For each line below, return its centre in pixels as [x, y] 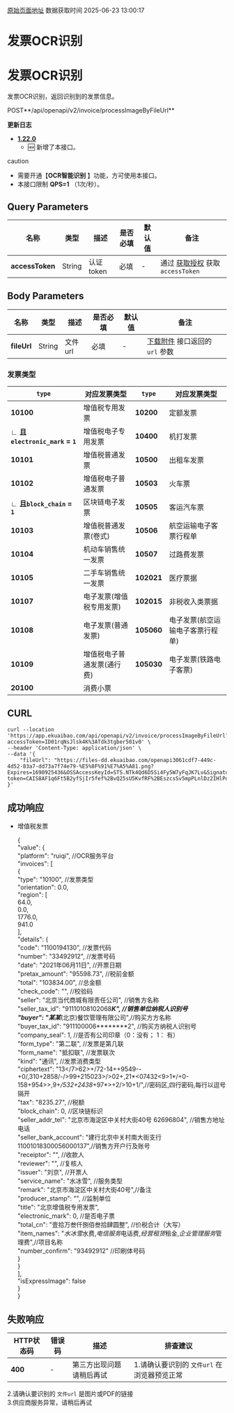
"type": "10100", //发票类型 [55, 879]
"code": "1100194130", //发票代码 [64, 947]
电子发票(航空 [191, 620]
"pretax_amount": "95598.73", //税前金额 [76, 973]
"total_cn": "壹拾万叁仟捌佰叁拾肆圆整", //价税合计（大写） [101, 1224]
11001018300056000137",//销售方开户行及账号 [84, 1146]
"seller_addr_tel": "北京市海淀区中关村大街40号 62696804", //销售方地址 [121, 1119]
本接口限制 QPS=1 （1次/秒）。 [60, 185]
